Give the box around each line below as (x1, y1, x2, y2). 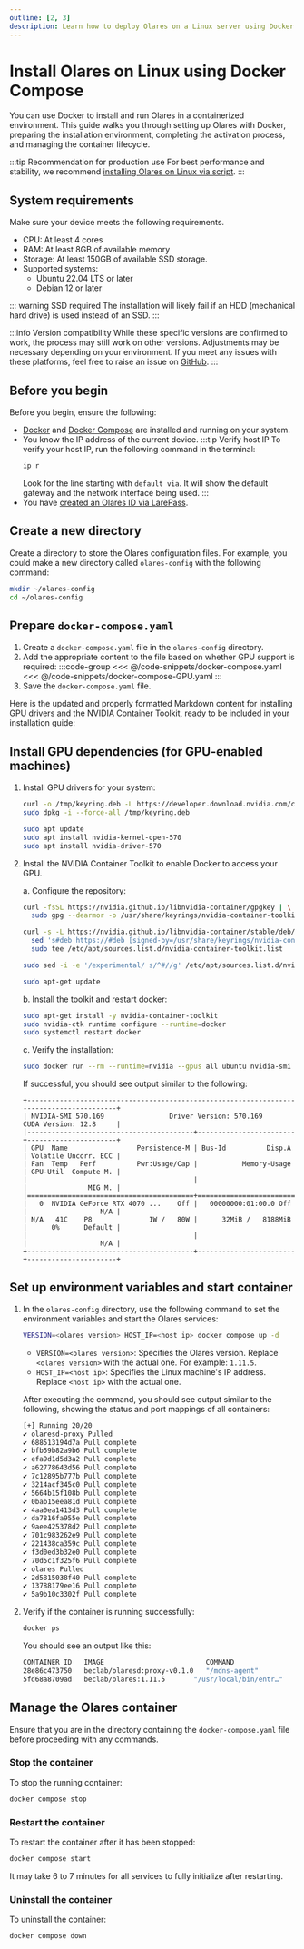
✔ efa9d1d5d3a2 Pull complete (22, 1455, 138, 1464)
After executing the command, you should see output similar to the (22, 1393, 272, 1404)
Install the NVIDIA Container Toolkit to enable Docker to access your (22, 857, 279, 868)
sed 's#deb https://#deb (31, 936, 125, 945)
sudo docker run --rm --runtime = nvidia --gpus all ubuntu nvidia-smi (22, 1062, 292, 1072)
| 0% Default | (22, 1223, 121, 1232)
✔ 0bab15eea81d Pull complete (22, 1497, 138, 1506)
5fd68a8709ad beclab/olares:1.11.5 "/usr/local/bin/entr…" (22, 1675, 283, 1684)
